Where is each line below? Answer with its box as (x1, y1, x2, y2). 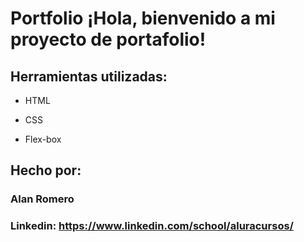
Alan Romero (10, 192, 75, 206)
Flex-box (24, 133, 62, 145)
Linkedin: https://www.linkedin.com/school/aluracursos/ (10, 219, 294, 233)
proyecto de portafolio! (10, 28, 207, 51)
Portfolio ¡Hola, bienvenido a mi (10, 7, 276, 30)
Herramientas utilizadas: (10, 68, 168, 85)
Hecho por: (10, 162, 82, 179)
